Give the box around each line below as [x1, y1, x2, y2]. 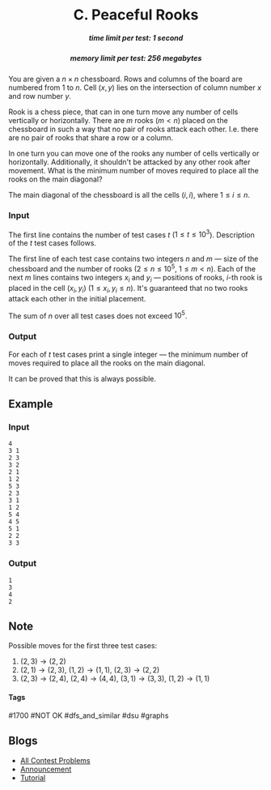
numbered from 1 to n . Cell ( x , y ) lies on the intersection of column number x [8, 83, 261, 92]
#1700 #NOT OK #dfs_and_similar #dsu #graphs [8, 711, 169, 720]
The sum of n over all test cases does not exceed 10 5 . [8, 310, 188, 321]
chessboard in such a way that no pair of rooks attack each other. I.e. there [8, 124, 259, 134]
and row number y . [8, 91, 71, 100]
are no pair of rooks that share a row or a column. [8, 132, 174, 143]
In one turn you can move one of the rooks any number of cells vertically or [8, 148, 260, 158]
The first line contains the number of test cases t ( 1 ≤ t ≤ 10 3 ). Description [8, 228, 255, 240]
